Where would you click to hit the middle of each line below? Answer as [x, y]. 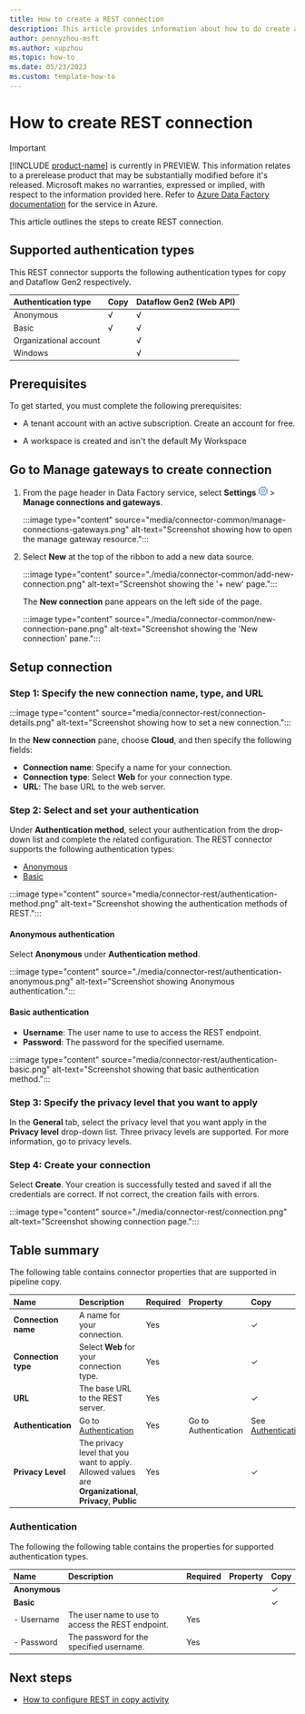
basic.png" [30, 1069]
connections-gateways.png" [76, 530]
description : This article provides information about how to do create [150, 29]
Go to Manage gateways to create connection [141, 469]
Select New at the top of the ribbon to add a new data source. [138, 557]
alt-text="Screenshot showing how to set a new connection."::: [174, 722]
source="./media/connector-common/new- [196, 619]
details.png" [32, 722]
